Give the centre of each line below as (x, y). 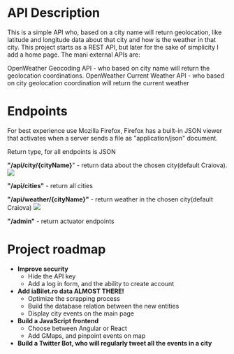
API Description (53, 13)
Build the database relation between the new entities (103, 306)
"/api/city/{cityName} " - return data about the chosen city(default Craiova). (117, 165)
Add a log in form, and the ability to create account (101, 283)
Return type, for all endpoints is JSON (62, 151)
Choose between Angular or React (78, 328)
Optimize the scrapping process (74, 298)
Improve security (43, 269)
